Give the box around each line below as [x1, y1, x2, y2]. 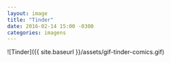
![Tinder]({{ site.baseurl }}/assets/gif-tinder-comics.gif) [7, 48, 165, 56]
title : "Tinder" [7, 16, 54, 23]
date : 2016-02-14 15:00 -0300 [7, 23, 94, 29]
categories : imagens [7, 29, 67, 36]
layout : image [7, 10, 48, 17]
